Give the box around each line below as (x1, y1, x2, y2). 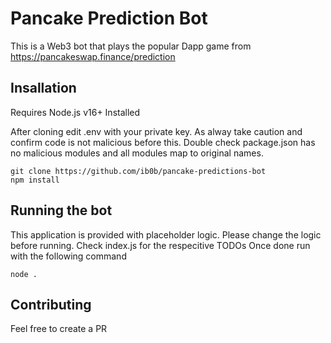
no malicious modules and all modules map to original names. (10, 147, 264, 159)
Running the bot (10, 202, 113, 219)
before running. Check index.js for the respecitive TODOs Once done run (10, 239, 311, 251)
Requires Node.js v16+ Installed (10, 106, 141, 118)
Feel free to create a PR (10, 323, 108, 335)
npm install (10, 175, 60, 185)
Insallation (10, 80, 77, 97)
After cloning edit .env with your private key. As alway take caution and (10, 125, 303, 137)
